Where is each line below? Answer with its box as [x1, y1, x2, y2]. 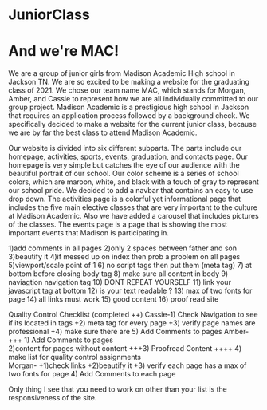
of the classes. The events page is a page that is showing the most [8, 219, 228, 229]
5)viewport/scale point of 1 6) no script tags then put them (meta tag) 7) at [8, 261, 253, 270]
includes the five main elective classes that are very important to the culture [8, 203, 257, 212]
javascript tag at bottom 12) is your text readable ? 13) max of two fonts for [8, 286, 253, 296]
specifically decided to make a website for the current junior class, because [8, 120, 257, 129]
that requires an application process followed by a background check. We [8, 111, 250, 120]
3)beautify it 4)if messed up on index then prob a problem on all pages [8, 252, 241, 262]
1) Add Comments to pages [23, 335, 114, 345]
